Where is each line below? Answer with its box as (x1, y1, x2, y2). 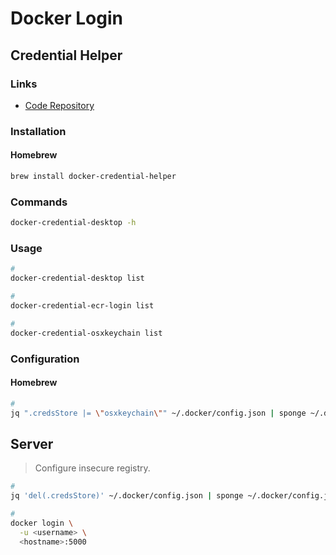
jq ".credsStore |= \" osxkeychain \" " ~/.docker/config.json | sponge (10, 408, 307, 418)
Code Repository (24, 99, 95, 111)
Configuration (10, 352, 80, 366)
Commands (10, 195, 68, 209)
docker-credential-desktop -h (10, 218, 137, 228)
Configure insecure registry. (34, 462, 151, 474)
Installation (10, 124, 67, 138)
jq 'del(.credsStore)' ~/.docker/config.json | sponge (10, 491, 244, 501)
